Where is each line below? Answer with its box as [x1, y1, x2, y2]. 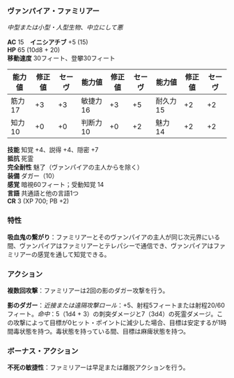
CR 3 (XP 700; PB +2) [7, 197, 70, 206]
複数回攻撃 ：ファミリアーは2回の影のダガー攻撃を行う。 [7, 286, 169, 295]
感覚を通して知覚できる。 [37, 250, 111, 258]
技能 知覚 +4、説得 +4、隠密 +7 [7, 146, 99, 154]
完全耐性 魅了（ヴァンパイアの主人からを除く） [7, 163, 143, 172]
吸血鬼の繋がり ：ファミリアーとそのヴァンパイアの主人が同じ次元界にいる [7, 233, 221, 241]
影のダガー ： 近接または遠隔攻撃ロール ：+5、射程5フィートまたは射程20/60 [7, 301, 225, 309]
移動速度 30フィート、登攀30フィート [7, 54, 116, 63]
